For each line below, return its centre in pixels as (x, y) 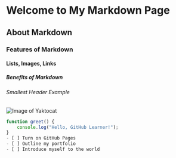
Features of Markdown (40, 49)
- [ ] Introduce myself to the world (53, 150)
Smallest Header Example (38, 92)
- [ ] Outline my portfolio (41, 144)
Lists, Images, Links (31, 64)
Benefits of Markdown (35, 77)
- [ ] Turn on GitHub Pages (41, 138)
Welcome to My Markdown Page (88, 10)
